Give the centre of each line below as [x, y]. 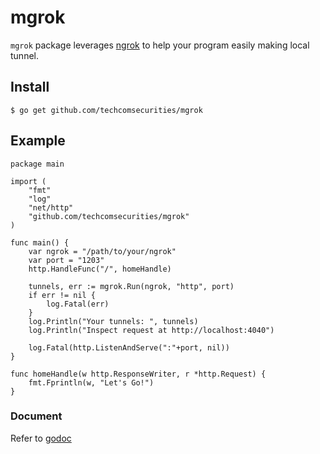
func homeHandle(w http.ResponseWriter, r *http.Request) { [138, 374]
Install [30, 87]
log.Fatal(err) [78, 304]
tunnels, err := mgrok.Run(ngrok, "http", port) [131, 286]
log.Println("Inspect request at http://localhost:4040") [151, 330]
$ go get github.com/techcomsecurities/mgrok [106, 110]
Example [38, 141]
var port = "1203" [66, 260]
